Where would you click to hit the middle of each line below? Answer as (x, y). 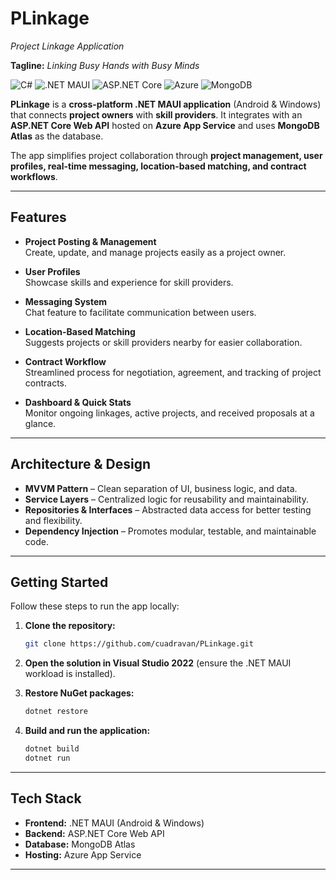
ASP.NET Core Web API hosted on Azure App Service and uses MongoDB (165, 125)
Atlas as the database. (57, 136)
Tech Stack (46, 798)
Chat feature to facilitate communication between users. (140, 312)
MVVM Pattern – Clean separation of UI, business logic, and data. (161, 488)
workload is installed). (70, 674)
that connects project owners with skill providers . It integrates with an (156, 114)
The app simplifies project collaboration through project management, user (166, 155)
